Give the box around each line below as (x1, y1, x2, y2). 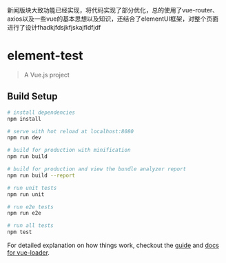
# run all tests (7, 222, 54, 229)
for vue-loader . (7, 249, 50, 257)
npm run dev (7, 134, 41, 142)
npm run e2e (7, 210, 41, 217)
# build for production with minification (7, 147, 131, 154)
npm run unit (7, 191, 45, 198)
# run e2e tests (7, 203, 54, 211)
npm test (7, 228, 32, 236)
